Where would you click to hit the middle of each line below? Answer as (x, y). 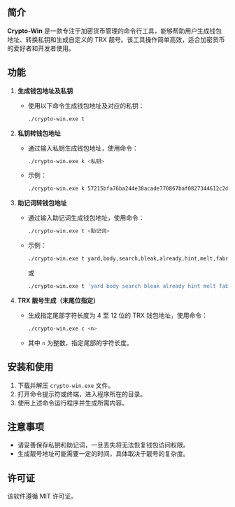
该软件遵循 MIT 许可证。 (42, 496)
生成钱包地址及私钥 (45, 90)
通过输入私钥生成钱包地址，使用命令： (83, 148)
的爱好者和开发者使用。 (41, 48)
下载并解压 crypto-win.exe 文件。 (65, 385)
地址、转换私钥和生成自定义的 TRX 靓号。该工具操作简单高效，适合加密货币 (116, 39)
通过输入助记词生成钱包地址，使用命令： (86, 218)
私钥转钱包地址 (39, 133)
